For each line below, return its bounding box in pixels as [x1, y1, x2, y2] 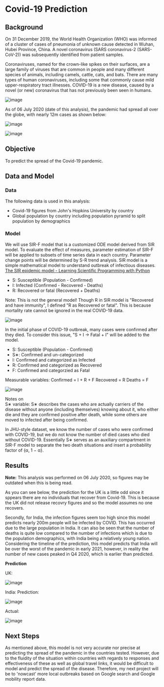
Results [5, 461, 29, 470]
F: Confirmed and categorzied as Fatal [12, 367, 90, 373]
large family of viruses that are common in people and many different [5, 66, 144, 72]
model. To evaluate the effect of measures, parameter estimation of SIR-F [5, 247, 154, 253]
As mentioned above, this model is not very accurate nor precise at [5, 645, 141, 651]
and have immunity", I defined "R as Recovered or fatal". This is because [5, 302, 151, 308]
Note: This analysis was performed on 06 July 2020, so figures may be [5, 474, 149, 480]
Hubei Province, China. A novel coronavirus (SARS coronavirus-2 [5, 47, 136, 52]
